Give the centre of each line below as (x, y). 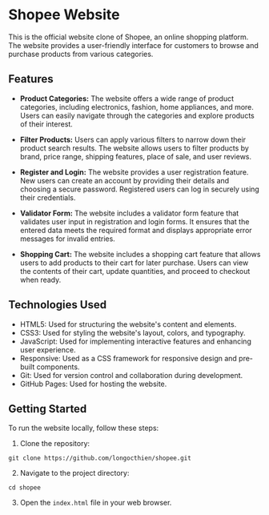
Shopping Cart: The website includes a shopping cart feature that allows (140, 254)
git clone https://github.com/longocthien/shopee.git (100, 458)
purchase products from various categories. (81, 54)
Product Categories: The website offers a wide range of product (127, 99)
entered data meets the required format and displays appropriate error (136, 230)
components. (58, 367)
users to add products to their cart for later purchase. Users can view (134, 263)
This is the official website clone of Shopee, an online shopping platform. (128, 37)
